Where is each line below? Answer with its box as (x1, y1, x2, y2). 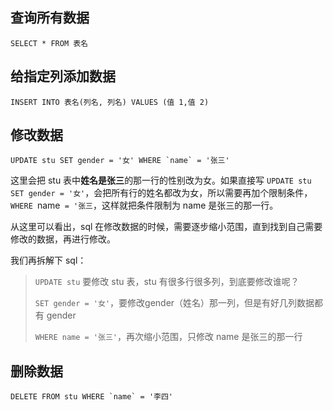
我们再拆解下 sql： (10, 254, 87, 267)
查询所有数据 (10, 9, 90, 27)
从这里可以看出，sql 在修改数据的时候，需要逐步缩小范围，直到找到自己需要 (10, 221, 323, 233)
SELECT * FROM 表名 (10, 38, 89, 48)
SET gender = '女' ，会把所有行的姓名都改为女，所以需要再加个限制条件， (10, 187, 313, 199)
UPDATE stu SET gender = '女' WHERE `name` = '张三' (10, 156, 230, 166)
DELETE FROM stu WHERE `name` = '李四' (10, 392, 174, 402)
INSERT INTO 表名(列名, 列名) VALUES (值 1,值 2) (10, 97, 210, 107)
